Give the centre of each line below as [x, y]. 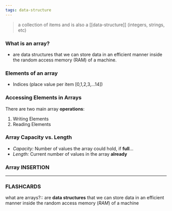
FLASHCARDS [23, 186]
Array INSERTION [27, 167]
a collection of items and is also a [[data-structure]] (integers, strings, [91, 25]
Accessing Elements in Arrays [44, 98]
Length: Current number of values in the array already [70, 154]
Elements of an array [31, 73]
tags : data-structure [28, 10]
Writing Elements [31, 119]
